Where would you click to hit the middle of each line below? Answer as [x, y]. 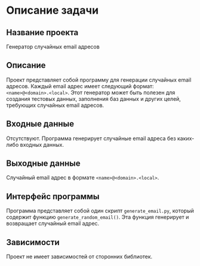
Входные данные [40, 124]
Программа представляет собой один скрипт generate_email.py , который [100, 211]
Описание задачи [53, 10]
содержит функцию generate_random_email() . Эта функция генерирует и [98, 217]
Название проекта [42, 33]
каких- [186, 138]
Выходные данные [43, 164]
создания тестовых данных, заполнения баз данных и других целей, [93, 98]
